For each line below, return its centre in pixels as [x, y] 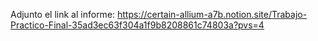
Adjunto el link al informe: [63, 14]
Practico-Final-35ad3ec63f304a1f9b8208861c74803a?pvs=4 [137, 25]
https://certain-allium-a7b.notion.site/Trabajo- [212, 14]
